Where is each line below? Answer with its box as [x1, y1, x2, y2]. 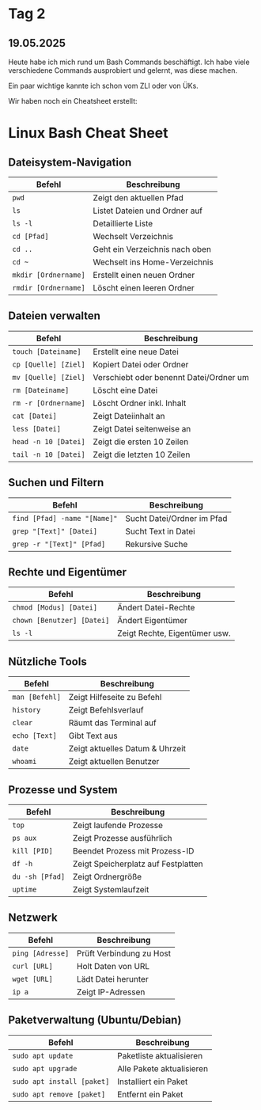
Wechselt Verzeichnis [93, 231, 174, 241]
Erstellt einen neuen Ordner [93, 270, 195, 280]
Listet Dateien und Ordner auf [93, 205, 203, 216]
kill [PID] [12, 846, 53, 856]
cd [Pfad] [12, 232, 49, 241]
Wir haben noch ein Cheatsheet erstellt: [8, 97, 138, 105]
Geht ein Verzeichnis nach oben [93, 244, 212, 254]
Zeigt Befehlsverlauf [68, 705, 144, 716]
